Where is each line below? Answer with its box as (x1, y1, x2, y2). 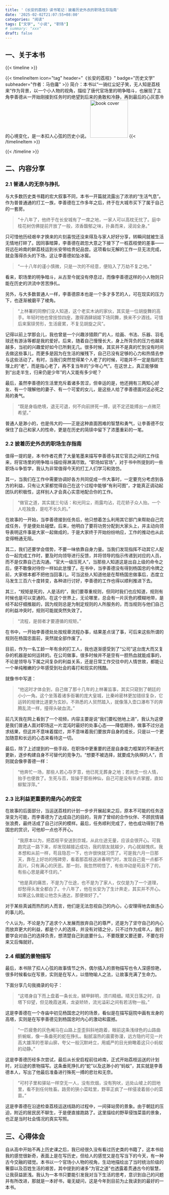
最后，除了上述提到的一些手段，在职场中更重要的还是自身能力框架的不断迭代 (5, 745, 164, 751)
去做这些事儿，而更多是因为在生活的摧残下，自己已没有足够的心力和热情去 (5, 350, 159, 356)
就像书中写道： (5, 675, 36, 681)
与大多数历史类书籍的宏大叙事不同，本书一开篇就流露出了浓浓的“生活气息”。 (5, 193, 163, 199)
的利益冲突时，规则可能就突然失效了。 (5, 607, 84, 613)
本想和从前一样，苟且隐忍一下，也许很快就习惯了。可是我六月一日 (17, 850, 154, 856)
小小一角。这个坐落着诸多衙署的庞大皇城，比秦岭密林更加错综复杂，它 (17, 692, 163, 698)
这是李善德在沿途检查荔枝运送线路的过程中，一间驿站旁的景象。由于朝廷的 (5, 1103, 159, 1109)
